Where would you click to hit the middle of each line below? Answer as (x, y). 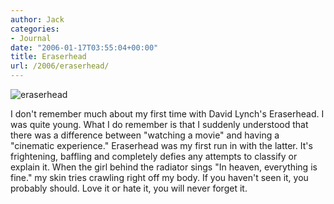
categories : (35, 29)
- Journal (31, 38)
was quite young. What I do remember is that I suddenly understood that (159, 124)
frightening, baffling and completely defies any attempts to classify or (154, 156)
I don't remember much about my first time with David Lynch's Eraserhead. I (167, 114)
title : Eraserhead (48, 57)
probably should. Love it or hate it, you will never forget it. (129, 188)
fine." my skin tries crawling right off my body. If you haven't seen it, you (159, 177)
